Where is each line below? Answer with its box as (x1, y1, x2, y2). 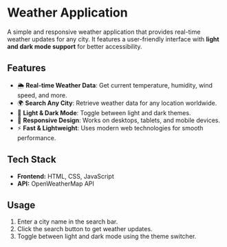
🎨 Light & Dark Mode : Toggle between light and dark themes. (17, 108, 191, 117)
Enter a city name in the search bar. (17, 217, 118, 226)
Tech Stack (7, 154, 56, 166)
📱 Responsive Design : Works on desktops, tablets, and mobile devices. (17, 116, 220, 124)
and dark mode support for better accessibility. (7, 42, 142, 50)
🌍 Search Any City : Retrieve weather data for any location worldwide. (17, 99, 217, 107)
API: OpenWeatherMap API (17, 179, 95, 188)
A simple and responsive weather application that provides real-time (7, 28, 201, 36)
